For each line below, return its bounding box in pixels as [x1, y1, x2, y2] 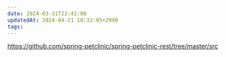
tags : [7, 23, 23, 30]
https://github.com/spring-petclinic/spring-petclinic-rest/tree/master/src [7, 42, 219, 51]
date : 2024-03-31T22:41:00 [7, 10, 87, 17]
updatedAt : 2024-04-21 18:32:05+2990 [7, 17, 119, 24]
